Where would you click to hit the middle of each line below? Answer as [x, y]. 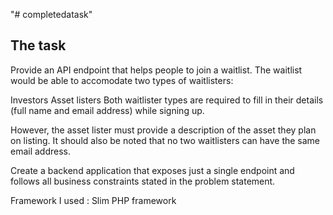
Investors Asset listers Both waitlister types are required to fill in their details [167, 100]
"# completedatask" [51, 14]
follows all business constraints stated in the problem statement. [143, 181]
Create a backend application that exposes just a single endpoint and [152, 170]
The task [38, 45]
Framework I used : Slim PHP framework [93, 200]
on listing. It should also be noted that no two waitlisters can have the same [165, 140]
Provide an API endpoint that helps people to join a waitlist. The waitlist [156, 70]
